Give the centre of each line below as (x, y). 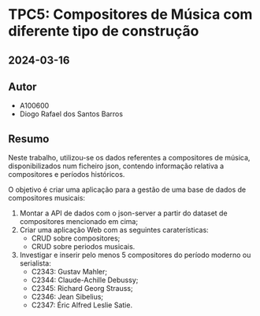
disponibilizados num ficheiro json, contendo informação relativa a (116, 166)
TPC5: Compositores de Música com (130, 15)
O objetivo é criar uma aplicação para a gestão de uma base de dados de (127, 189)
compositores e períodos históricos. (67, 175)
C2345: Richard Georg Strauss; (82, 288)
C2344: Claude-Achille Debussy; (85, 280)
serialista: (35, 263)
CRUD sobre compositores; (76, 238)
